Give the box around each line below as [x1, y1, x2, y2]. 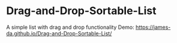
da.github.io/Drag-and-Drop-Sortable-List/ [6, 29, 112, 37]
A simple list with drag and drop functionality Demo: [6, 24, 135, 31]
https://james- [135, 24, 171, 31]
